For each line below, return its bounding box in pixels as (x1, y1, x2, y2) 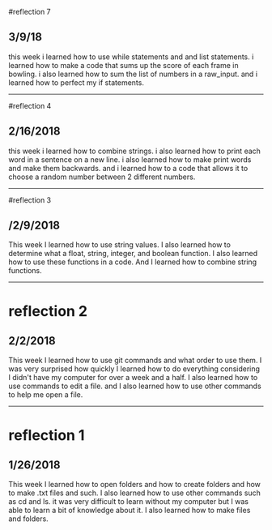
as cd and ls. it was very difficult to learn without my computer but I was (8, 497, 249, 506)
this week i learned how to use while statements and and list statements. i (8, 52, 254, 62)
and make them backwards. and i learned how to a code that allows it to (8, 163, 249, 173)
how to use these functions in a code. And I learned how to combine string (8, 257, 257, 267)
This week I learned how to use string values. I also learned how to (8, 240, 231, 250)
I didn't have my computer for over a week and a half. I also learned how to (8, 373, 258, 383)
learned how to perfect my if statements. (8, 77, 144, 88)
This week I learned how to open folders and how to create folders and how (8, 480, 261, 489)
